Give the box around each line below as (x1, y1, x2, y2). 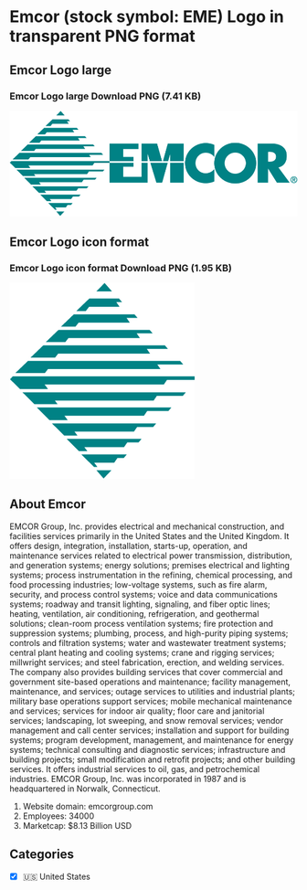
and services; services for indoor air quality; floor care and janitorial (9, 705, 265, 716)
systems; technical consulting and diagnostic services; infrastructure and (9, 744, 286, 755)
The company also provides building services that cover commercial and (9, 666, 283, 677)
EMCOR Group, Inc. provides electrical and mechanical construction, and (9, 521, 285, 532)
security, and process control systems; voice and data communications (9, 588, 279, 599)
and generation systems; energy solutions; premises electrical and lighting (9, 559, 291, 570)
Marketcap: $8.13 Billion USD (22, 820, 132, 831)
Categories (9, 847, 75, 863)
